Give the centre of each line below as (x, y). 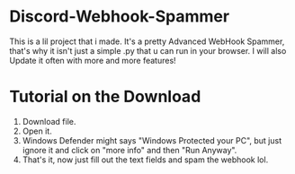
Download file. (49, 121)
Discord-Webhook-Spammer (120, 17)
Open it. (37, 131)
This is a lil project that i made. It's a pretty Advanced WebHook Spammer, (147, 41)
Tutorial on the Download (105, 97)
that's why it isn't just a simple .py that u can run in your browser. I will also (148, 50)
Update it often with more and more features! (93, 60)
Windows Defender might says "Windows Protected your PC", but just (152, 140)
